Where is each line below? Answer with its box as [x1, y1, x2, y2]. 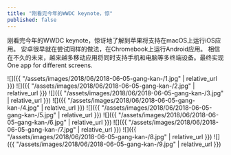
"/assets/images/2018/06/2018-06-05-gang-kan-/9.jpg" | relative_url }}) [16, 140, 221, 148]
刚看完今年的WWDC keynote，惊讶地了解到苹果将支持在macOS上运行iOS [7, 36, 215, 45]
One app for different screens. [7, 61, 93, 69]
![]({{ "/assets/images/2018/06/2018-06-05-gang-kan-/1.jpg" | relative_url [7, 74, 218, 82]
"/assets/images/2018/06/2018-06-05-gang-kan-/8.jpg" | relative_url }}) [7, 132, 212, 141]
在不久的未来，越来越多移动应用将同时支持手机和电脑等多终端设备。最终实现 [7, 53, 224, 62]
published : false [7, 16, 57, 23]
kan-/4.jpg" [7, 104, 40, 112]
